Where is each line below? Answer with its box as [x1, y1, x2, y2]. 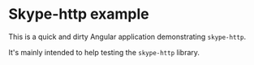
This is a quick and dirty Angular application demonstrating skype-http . [8, 32, 246, 41]
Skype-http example [8, 5, 150, 24]
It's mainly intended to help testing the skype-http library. [8, 47, 200, 57]
